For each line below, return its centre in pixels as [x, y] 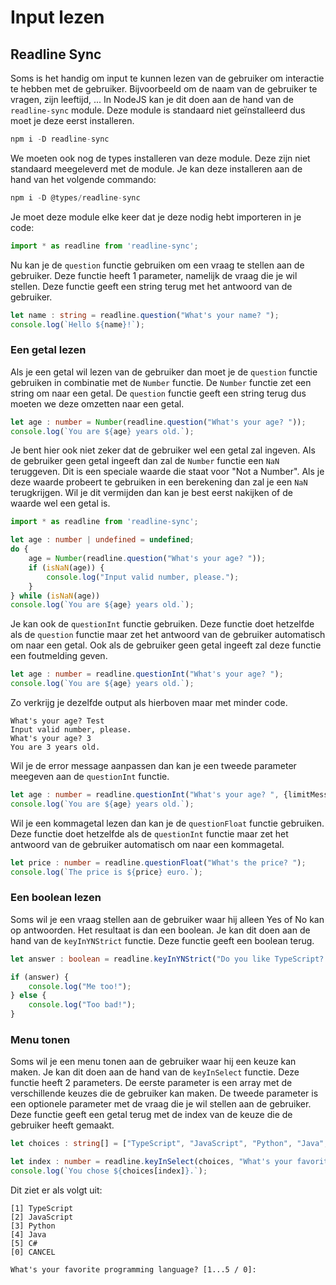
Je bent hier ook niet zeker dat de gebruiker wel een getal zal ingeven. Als [163, 450]
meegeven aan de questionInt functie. [90, 777]
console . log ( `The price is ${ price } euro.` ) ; [106, 872]
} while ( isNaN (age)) [55, 596]
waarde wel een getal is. [60, 503]
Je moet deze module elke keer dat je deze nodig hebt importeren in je [156, 217]
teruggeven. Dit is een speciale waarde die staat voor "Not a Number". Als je [167, 472]
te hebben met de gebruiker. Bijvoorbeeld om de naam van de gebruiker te [164, 89]
